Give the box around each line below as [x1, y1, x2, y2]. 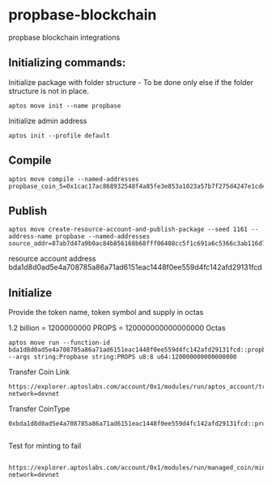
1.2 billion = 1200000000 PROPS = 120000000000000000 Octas [8, 323, 226, 333]
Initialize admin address [8, 116, 87, 126]
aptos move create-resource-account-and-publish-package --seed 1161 [8, 225, 249, 234]
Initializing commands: [8, 56, 126, 70]
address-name [8, 232, 53, 240]
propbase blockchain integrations [8, 32, 121, 42]
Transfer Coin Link [8, 367, 70, 377]
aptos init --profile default [8, 131, 111, 139]
